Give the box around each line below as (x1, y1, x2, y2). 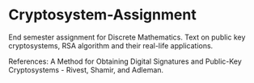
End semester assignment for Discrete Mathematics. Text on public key (8, 32, 246, 42)
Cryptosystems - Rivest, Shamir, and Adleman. (8, 64, 164, 74)
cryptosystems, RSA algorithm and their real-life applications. (8, 40, 214, 50)
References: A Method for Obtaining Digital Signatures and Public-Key (8, 56, 243, 66)
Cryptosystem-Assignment (8, 6, 197, 24)
